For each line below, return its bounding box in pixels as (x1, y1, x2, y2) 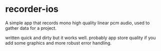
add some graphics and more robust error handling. (5, 40, 111, 46)
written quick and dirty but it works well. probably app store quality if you (5, 35, 156, 41)
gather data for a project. (5, 25, 56, 31)
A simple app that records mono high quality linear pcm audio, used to (5, 20, 150, 26)
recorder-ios (5, 3, 59, 15)
